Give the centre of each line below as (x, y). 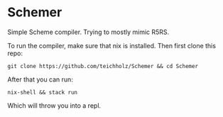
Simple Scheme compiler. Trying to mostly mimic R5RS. (88, 32)
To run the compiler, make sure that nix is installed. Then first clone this (112, 45)
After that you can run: (40, 79)
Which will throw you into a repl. (54, 105)
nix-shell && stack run (43, 92)
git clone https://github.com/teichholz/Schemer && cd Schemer (103, 66)
